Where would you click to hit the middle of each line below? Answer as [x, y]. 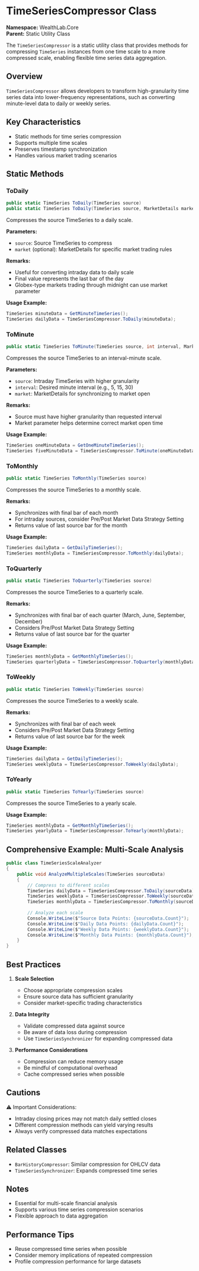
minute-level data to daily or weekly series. [59, 103]
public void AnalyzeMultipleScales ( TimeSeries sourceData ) [91, 874]
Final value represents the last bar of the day [69, 278]
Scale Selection [34, 978]
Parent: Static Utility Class [38, 33]
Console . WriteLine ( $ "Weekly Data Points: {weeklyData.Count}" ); [108, 929]
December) [28, 621]
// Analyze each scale [55, 913]
